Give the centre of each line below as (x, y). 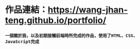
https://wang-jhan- (88, 10)
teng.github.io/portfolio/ (56, 20)
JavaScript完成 (22, 42)
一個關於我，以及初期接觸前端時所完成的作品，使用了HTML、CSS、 (71, 36)
